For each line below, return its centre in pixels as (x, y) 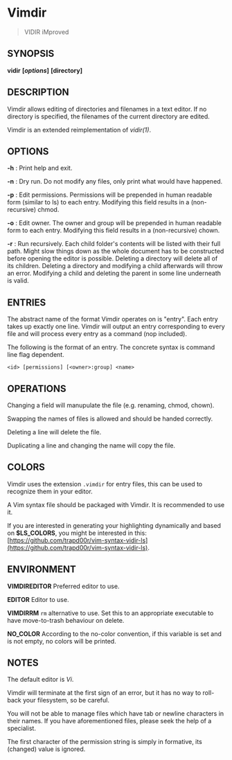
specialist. (22, 728)
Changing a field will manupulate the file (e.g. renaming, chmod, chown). (111, 405)
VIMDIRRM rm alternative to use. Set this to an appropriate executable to (110, 613)
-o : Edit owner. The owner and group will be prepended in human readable (114, 223)
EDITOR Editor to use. (38, 599)
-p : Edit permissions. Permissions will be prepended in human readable (110, 195)
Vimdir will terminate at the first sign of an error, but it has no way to (104, 693)
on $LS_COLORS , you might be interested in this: (77, 533)
